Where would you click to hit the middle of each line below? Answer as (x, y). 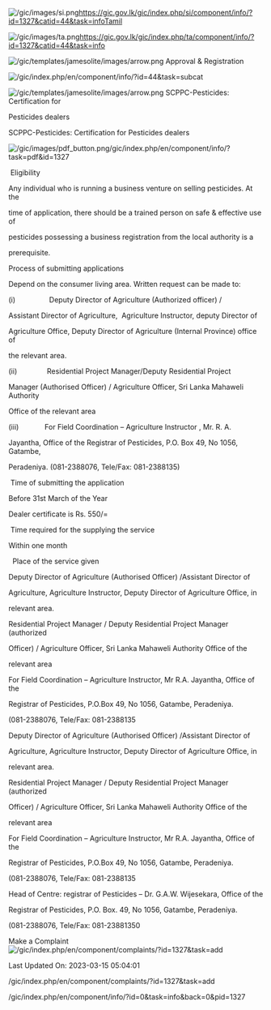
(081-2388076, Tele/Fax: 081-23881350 (74, 925)
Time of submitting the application (67, 483)
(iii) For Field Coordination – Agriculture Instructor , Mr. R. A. (120, 427)
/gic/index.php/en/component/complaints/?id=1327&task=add (112, 981)
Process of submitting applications (66, 268)
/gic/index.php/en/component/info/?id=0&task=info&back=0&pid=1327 (127, 997)
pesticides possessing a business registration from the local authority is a (131, 237)
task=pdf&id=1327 (39, 157)
